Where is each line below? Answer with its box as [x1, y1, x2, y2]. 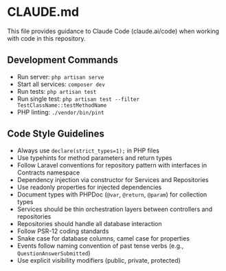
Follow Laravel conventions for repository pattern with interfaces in [16, 161, 207, 169]
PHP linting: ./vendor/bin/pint [16, 108, 104, 116]
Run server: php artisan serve [16, 72, 104, 81]
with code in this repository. [7, 34, 86, 42]
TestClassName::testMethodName [16, 101, 107, 109]
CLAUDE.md [7, 4, 80, 20]
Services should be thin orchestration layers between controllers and [16, 205, 213, 213]
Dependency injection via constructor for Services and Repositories [16, 175, 209, 183]
